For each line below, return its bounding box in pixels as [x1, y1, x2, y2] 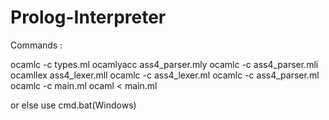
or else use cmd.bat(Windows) [10, 99, 137, 111]
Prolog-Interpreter [10, 6, 167, 29]
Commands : [10, 39, 63, 51]
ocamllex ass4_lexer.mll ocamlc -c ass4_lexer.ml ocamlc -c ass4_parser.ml [10, 69, 320, 81]
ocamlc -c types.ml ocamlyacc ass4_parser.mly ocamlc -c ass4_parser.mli [10, 58, 319, 70]
